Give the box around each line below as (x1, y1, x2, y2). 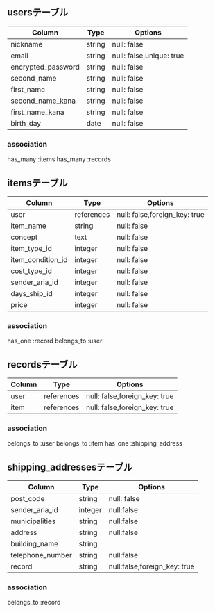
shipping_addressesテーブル (7, 461, 133, 473)
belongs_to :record (7, 598, 61, 607)
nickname (10, 39, 43, 49)
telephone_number (10, 550, 73, 560)
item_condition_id (10, 254, 68, 264)
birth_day (10, 118, 42, 128)
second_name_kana (10, 96, 76, 106)
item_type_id (10, 243, 52, 253)
